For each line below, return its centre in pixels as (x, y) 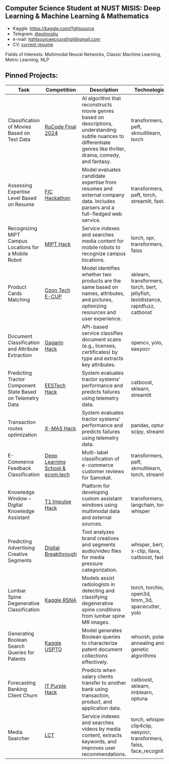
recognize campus (104, 253)
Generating (21, 633)
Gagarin (54, 342)
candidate (94, 176)
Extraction (20, 355)
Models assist (98, 578)
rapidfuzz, (143, 306)
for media (93, 557)
